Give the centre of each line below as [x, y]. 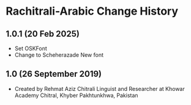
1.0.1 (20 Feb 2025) [43, 34]
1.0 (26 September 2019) [54, 74]
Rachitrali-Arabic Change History [92, 11]
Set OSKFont [31, 48]
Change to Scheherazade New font [59, 55]
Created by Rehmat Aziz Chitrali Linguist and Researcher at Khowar [99, 89]
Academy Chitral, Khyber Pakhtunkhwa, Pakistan [76, 95]
